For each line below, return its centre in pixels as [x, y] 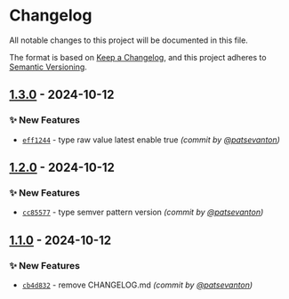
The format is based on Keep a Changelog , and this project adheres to [138, 57]
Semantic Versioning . [48, 67]
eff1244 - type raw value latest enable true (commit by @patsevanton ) [151, 140]
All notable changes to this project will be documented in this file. [129, 40]
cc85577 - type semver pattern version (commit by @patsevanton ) [143, 212]
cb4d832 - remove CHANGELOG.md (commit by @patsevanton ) [137, 285]
